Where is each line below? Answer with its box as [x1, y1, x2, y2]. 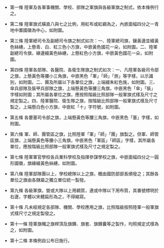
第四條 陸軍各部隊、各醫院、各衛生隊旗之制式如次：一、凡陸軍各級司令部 [9, 67, 159, 73]
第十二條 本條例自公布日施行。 [9, 238, 72, 244]
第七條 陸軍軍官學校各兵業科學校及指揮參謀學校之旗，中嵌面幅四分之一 [9, 154, 155, 160]
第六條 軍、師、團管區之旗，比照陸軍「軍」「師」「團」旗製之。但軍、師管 [9, 131, 159, 137]
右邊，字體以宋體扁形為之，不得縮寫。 [9, 194, 88, 199]
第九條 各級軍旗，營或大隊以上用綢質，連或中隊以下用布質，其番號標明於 [9, 188, 159, 193]
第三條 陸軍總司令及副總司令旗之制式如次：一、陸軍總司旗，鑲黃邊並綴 [9, 38, 155, 44]
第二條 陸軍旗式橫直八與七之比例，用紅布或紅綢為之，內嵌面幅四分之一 [9, 21, 155, 27]
